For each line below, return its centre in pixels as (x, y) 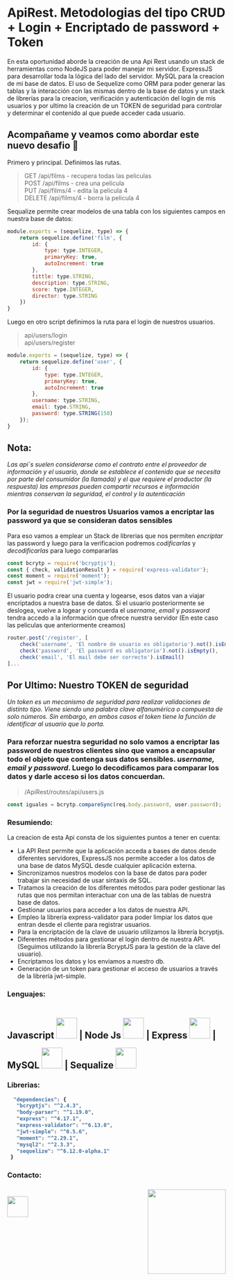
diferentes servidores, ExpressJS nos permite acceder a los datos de (116, 858)
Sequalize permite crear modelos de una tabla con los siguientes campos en (116, 211)
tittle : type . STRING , (63, 276)
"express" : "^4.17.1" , (49, 1119)
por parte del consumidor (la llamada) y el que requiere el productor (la (109, 479)
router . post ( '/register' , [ (48, 638)
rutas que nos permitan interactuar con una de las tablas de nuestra (114, 895)
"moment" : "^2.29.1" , (48, 1138)
